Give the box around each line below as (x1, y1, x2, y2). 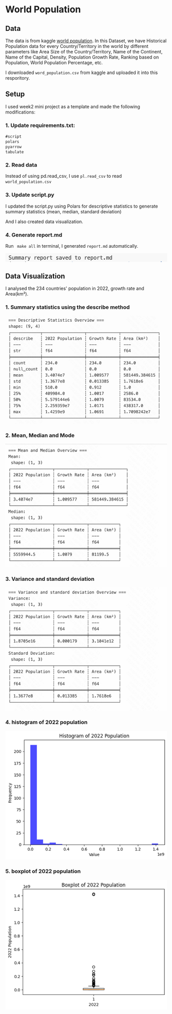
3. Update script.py (5, 191, 55, 198)
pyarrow (5, 144, 22, 150)
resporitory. (5, 75, 30, 81)
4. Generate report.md (5, 231, 63, 238)
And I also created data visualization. (5, 218, 84, 225)
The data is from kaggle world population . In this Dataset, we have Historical (5, 38, 167, 44)
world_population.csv (5, 179, 52, 185)
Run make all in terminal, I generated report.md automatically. (5, 243, 139, 249)
